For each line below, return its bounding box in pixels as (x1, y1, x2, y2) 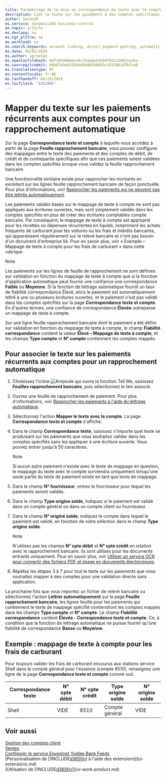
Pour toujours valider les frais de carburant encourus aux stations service (5, 660, 155, 667)
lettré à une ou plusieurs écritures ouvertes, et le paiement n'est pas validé (5, 294, 158, 300)
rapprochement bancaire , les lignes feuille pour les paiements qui (5, 599, 140, 605)
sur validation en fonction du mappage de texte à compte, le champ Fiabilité (5, 325, 161, 331)
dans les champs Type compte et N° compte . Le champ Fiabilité (5, 609, 137, 615)
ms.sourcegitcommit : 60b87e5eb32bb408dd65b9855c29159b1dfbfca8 (5, 62, 138, 67)
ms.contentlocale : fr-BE (5, 72, 56, 77)
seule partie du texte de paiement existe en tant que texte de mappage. (12, 474, 158, 480)
